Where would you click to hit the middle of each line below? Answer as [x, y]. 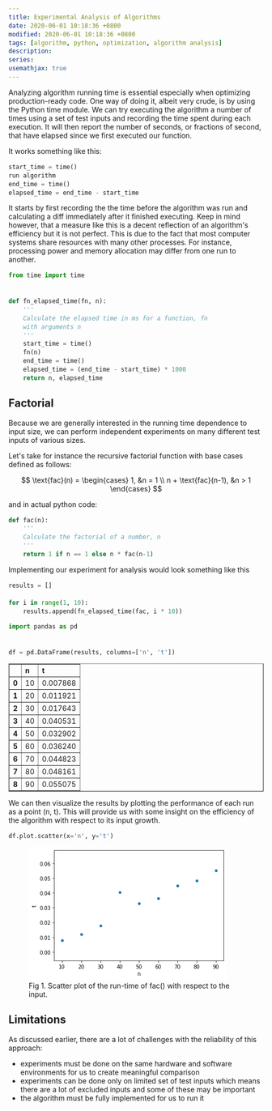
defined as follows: [40, 464]
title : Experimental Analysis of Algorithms [85, 17]
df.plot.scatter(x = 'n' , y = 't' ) [61, 836]
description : [30, 51]
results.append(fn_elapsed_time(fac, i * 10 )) [103, 611]
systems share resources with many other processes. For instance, [120, 242]
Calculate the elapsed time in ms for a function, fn [115, 318]
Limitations [37, 1020]
